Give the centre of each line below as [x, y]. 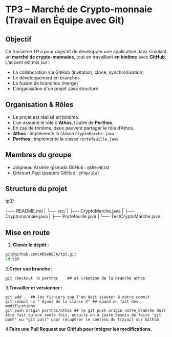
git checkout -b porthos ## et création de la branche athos [75, 278]
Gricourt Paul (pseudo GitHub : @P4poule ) [56, 173]
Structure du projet [36, 189]
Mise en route [28, 232]
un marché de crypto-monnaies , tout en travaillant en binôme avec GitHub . [86, 57]
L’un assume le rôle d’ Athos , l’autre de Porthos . [63, 122]
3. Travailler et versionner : [34, 288]
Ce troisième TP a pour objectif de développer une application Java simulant [86, 51]
